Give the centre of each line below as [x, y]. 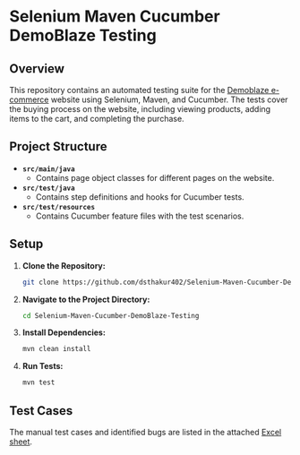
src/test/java [48, 188]
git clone [41, 282]
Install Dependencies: [64, 332]
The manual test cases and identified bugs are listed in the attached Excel [146, 432]
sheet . [21, 442]
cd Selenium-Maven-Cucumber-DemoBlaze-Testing [111, 315]
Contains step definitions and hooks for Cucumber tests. [140, 197]
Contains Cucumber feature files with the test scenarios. [140, 216]
